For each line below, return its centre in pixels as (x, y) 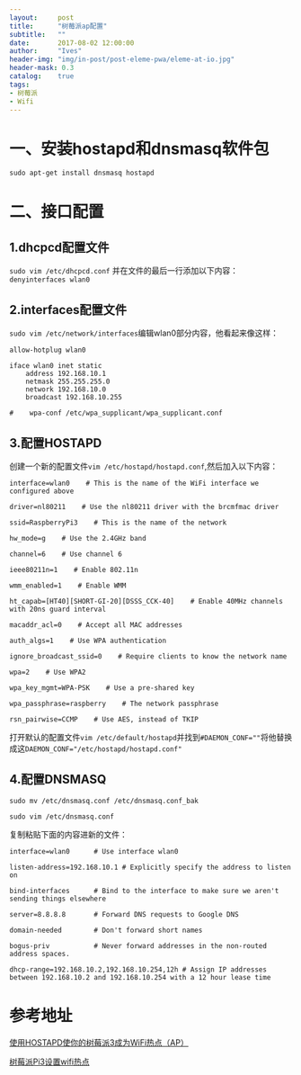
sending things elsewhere (58, 899)
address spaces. (40, 954)
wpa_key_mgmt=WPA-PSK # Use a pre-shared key (102, 688)
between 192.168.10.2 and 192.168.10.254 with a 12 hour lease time (140, 977)
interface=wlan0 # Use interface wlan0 (94, 851)
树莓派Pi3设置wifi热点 (49, 1062)
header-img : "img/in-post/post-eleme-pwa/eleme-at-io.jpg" (122, 59)
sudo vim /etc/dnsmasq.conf (62, 816)
